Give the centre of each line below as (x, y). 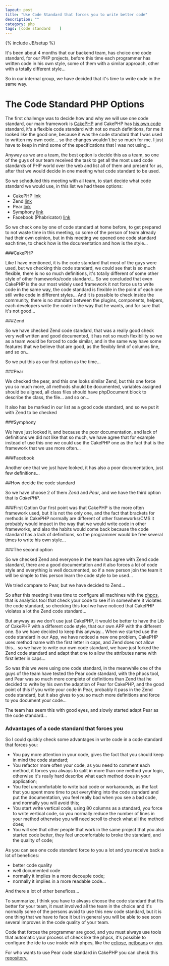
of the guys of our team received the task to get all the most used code (79, 160)
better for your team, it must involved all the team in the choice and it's (79, 906)
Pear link (22, 207)
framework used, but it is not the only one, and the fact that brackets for (80, 513)
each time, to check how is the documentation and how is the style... (77, 243)
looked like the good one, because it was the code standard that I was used (84, 135)
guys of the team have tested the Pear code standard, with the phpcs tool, (82, 673)
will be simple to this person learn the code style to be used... (69, 576)
